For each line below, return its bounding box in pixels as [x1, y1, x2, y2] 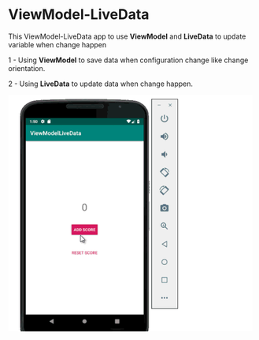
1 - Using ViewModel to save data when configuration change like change [8, 55, 249, 65]
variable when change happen [8, 39, 107, 49]
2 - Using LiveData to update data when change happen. [8, 79, 193, 88]
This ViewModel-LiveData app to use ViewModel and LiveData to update [8, 32, 246, 41]
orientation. [8, 63, 46, 73]
